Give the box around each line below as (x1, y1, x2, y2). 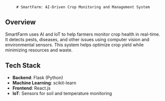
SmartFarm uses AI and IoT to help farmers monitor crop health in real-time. (5, 31, 161, 37)
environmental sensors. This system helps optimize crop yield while (5, 42, 144, 48)
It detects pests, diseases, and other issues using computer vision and (5, 36, 150, 42)
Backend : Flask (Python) (12, 74, 64, 80)
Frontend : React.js (12, 85, 51, 91)
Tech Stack (5, 61, 41, 70)
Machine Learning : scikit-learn (12, 80, 77, 86)
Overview (5, 18, 36, 27)
